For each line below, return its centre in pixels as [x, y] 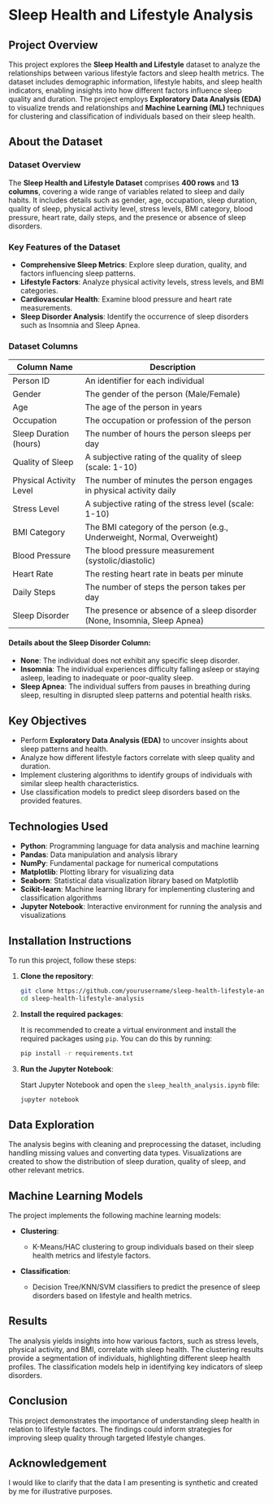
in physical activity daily [130, 491]
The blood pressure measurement [150, 550]
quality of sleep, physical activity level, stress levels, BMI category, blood [131, 208]
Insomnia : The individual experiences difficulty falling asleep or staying [140, 669]
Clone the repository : [57, 976]
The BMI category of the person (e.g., [157, 528]
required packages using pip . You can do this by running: [116, 1038]
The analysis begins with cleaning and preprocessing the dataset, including [135, 1145]
